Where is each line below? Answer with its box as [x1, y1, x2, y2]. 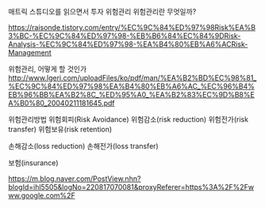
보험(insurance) [8, 158, 59, 168]
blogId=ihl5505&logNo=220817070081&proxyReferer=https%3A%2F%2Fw [8, 183, 255, 191]
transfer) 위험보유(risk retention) [8, 125, 113, 134]
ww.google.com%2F [8, 191, 75, 200]
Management [8, 48, 52, 57]
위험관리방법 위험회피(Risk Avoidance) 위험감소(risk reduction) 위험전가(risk [8, 115, 248, 124]
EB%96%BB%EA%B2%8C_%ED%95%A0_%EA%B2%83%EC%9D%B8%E [8, 90, 255, 99]
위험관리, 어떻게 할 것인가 [8, 64, 87, 74]
